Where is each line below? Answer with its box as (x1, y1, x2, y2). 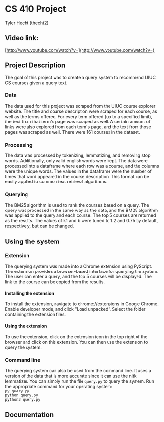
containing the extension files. (5, 311, 66, 318)
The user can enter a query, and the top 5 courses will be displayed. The (5, 274, 152, 280)
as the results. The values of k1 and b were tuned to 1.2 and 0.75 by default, (5, 218, 158, 224)
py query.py (5, 389, 29, 393)
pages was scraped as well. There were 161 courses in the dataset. (5, 129, 140, 135)
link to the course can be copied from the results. (5, 279, 105, 285)
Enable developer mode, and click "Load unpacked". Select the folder (5, 306, 146, 312)
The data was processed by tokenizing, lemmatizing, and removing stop (5, 152, 151, 158)
